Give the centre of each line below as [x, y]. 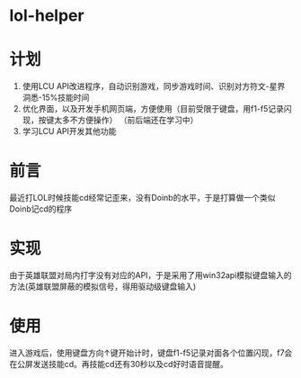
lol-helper [47, 16]
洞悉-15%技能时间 [56, 98]
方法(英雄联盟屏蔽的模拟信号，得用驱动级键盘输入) [103, 286]
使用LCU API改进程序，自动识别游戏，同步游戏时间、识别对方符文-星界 [154, 86]
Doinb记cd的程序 [41, 209]
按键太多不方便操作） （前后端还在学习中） [118, 120]
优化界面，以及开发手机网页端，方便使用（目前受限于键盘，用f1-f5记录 [153, 109]
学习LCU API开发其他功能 [69, 131]
